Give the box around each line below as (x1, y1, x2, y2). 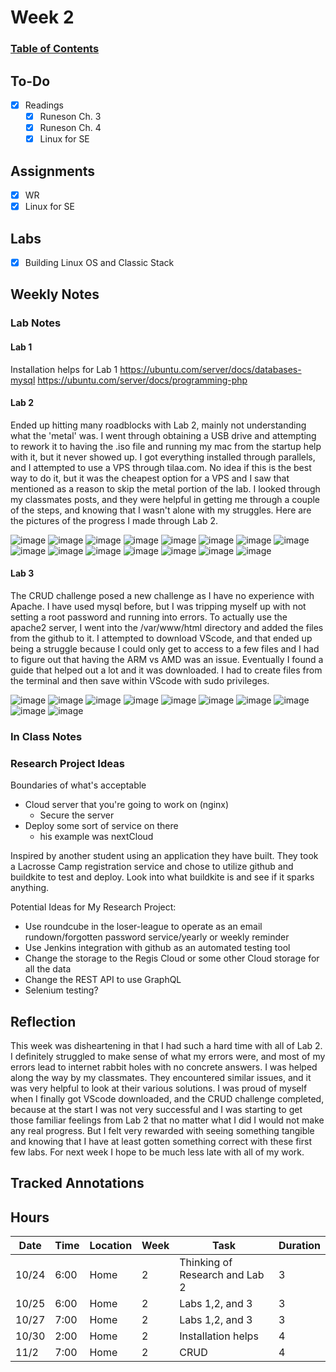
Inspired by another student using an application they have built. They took (10, 850, 319, 862)
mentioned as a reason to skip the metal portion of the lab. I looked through (10, 482, 321, 495)
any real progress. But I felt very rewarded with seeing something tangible (10, 1124, 315, 1136)
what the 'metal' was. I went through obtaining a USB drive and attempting (10, 429, 317, 441)
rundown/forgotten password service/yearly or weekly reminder (24, 931, 290, 943)
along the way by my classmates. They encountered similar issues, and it (10, 1071, 312, 1083)
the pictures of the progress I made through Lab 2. (10, 514, 219, 526)
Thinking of (179, 1256, 233, 1270)
